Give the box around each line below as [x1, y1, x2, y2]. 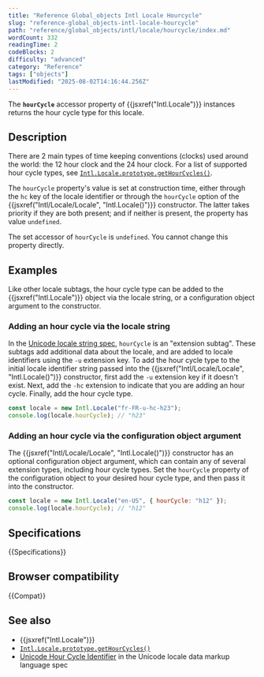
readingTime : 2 [8, 41, 58, 49]
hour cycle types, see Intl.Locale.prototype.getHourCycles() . [8, 168, 213, 178]
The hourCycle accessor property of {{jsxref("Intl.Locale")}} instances [8, 99, 235, 109]
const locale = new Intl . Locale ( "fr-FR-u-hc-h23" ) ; [8, 404, 181, 413]
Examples [8, 264, 58, 277]
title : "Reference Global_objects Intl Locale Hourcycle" [8, 11, 203, 20]
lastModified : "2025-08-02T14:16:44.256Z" [8, 77, 150, 85]
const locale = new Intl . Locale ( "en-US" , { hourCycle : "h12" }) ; [8, 497, 228, 505]
